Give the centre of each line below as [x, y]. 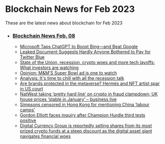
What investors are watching [49, 68]
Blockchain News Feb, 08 [44, 36]
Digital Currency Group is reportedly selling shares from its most [86, 126]
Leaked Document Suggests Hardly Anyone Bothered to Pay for [85, 52]
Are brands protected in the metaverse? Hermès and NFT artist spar [90, 83]
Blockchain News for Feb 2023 [70, 9]
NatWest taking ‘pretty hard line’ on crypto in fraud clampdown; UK [89, 94]
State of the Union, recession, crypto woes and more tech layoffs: [87, 63]
